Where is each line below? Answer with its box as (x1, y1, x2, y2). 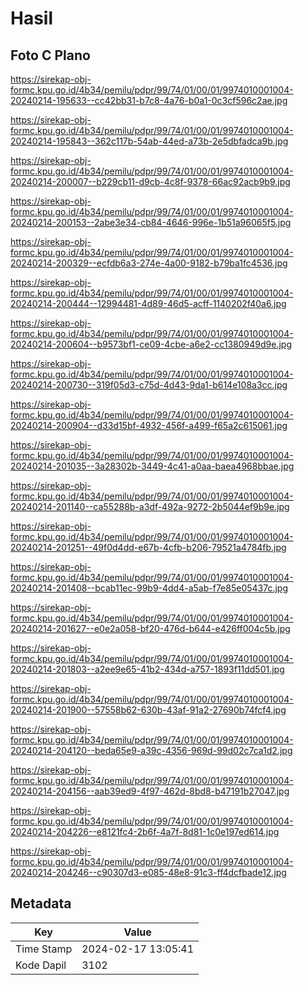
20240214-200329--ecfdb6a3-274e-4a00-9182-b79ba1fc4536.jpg (10, 257, 288, 269)
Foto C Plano (10, 47, 91, 64)
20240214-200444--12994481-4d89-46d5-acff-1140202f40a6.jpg (10, 298, 287, 309)
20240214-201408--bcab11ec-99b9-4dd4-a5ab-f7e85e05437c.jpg (10, 582, 289, 594)
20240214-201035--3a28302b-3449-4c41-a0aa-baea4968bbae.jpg (10, 460, 295, 472)
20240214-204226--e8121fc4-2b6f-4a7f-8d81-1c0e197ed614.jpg (10, 826, 280, 837)
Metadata (10, 895, 72, 912)
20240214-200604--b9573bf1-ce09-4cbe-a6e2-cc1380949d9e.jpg (10, 338, 293, 350)
